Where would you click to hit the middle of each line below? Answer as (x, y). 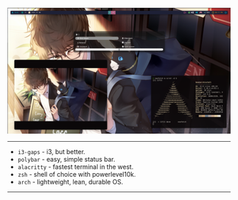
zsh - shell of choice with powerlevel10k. (76, 174)
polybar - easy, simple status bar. (66, 159)
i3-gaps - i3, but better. (51, 151)
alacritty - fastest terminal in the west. (75, 167)
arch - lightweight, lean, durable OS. (70, 182)
